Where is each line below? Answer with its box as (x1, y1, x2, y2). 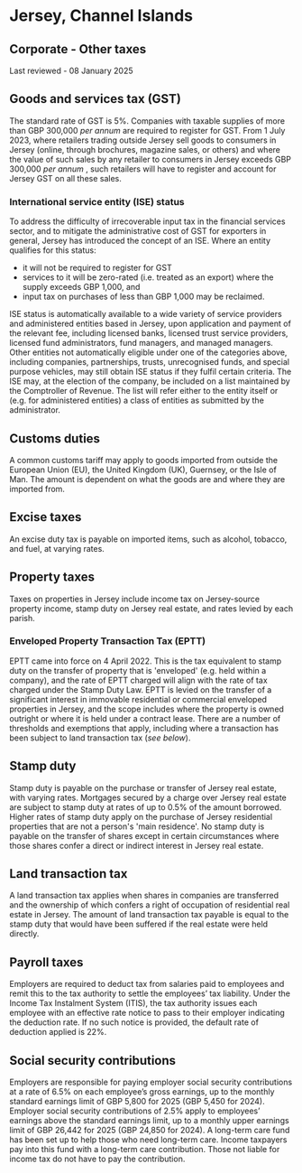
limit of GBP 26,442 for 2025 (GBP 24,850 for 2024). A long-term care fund (9, 1125, 290, 1136)
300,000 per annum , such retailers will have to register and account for (9, 163, 277, 174)
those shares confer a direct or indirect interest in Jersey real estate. (9, 840, 264, 851)
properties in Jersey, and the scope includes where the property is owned (9, 703, 284, 714)
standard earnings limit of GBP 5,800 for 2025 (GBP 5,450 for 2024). (9, 1096, 265, 1107)
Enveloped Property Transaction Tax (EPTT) (9, 635, 206, 647)
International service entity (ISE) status (9, 195, 185, 208)
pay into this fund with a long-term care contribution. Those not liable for (9, 1144, 280, 1155)
